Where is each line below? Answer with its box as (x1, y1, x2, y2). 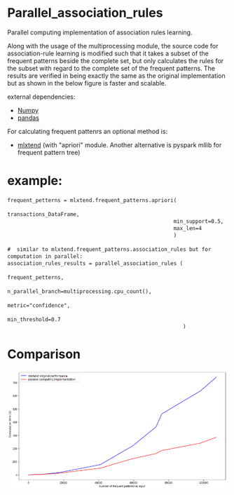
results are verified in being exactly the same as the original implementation (7, 72, 226, 80)
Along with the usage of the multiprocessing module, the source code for (7, 41, 219, 50)
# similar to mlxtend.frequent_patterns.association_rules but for (7, 245, 212, 253)
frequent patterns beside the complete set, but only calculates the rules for (7, 56, 224, 65)
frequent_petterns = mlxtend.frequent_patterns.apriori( (7, 196, 177, 204)
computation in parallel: (7, 252, 83, 260)
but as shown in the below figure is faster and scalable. (7, 79, 167, 87)
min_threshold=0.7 (7, 316, 61, 323)
